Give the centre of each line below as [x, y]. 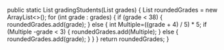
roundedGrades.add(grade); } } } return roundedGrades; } [88, 39]
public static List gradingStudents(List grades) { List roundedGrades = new [112, 10]
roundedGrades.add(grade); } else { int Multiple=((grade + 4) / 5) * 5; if [107, 24]
